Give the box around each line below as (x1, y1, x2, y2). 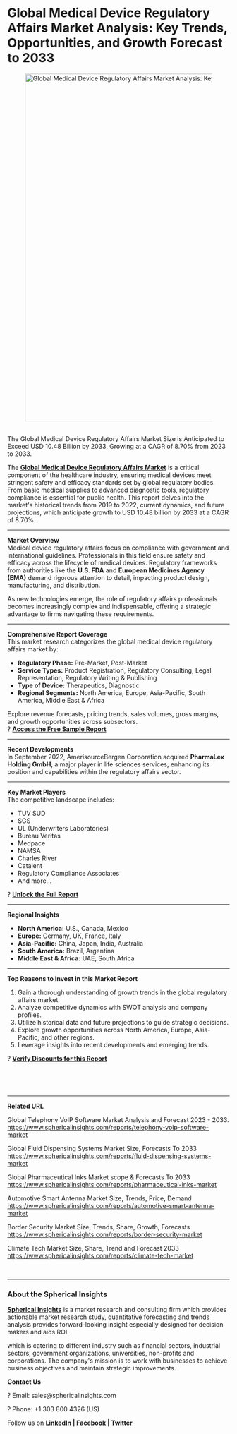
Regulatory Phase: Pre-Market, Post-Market (17, 658, 147, 667)
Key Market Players (7, 788, 66, 796)
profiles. (17, 1011, 42, 1019)
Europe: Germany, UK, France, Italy (17, 932, 121, 940)
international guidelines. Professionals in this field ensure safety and (7, 550, 206, 559)
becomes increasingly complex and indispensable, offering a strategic (7, 602, 212, 610)
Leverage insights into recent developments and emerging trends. (17, 1040, 209, 1049)
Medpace (17, 838, 46, 848)
